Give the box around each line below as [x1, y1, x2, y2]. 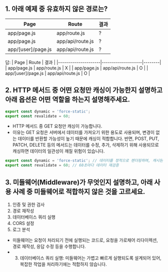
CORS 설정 [12, 220, 34, 226]
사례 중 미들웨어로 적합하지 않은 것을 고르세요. [12, 187, 145, 196]
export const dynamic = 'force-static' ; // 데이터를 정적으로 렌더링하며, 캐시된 [5, 158, 163, 163]
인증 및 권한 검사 [12, 201, 45, 207]
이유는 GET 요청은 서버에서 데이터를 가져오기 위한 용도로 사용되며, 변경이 [12, 129, 155, 135]
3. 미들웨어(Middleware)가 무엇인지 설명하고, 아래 [5, 178, 153, 186]
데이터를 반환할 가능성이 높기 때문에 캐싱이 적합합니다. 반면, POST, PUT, [17, 135, 159, 141]
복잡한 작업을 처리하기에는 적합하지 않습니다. [19, 261, 107, 267]
